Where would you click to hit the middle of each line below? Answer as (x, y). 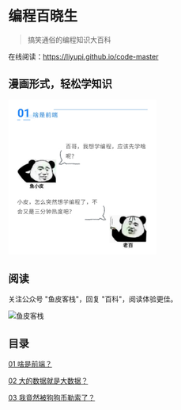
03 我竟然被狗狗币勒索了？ (52, 398)
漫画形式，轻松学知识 (60, 84)
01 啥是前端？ (30, 364)
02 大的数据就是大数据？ (48, 381)
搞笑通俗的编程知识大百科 (69, 40)
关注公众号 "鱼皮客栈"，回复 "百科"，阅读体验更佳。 (93, 299)
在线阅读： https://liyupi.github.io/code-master (83, 56)
